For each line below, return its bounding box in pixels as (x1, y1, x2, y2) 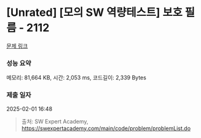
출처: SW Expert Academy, (21, 117, 89, 125)
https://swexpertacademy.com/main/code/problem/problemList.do (21, 125, 191, 132)
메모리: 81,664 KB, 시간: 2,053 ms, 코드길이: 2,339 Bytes (6, 74, 146, 81)
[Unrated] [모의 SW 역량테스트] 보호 (6, 5, 183, 20)
